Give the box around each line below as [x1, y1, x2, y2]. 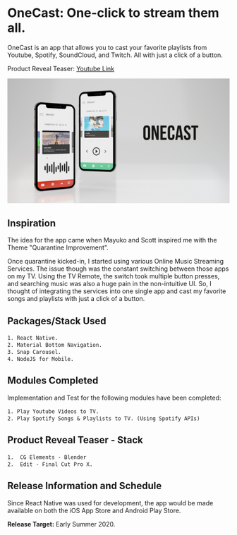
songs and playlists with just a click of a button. [7, 295, 145, 303]
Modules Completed [7, 375, 99, 387]
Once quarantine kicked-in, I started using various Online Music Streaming [7, 257, 224, 266]
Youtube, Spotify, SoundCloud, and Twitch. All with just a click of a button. [7, 51, 224, 59]
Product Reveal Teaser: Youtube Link [7, 64, 115, 73]
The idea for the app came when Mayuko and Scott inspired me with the [7, 236, 217, 245]
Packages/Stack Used [7, 315, 107, 327]
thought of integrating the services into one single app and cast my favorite [7, 287, 226, 295]
